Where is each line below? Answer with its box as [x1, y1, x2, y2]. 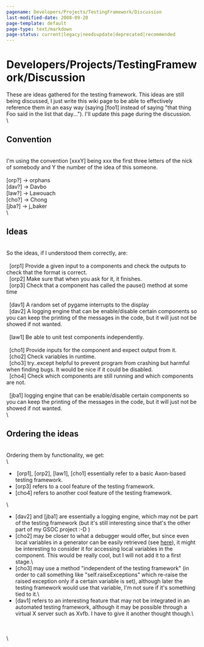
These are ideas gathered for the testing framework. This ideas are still [6, 91, 185, 98]
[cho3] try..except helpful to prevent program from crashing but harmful [9, 359, 190, 366]
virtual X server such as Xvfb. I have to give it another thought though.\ [15, 610, 194, 617]
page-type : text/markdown [6, 26, 72, 32]
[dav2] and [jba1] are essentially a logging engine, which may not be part [15, 512, 198, 520]
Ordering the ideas [6, 429, 79, 439]
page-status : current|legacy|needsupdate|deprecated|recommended [6, 32, 175, 38]
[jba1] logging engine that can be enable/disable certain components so [9, 391, 189, 399]
